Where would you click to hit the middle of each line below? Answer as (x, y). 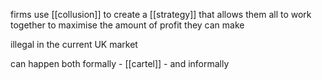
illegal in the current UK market (74, 44)
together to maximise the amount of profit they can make (127, 25)
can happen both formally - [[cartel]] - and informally (120, 63)
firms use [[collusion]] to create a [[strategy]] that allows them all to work (161, 14)
